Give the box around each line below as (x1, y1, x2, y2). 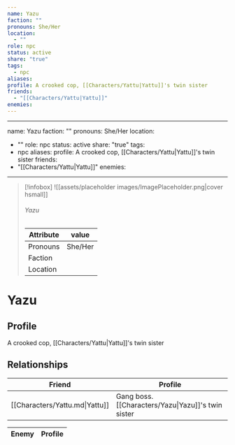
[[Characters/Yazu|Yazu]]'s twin (115, 400, 222, 409)
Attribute (29, 230, 59, 240)
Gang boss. (115, 391, 154, 401)
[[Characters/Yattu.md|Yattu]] (10, 400, 110, 409)
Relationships (7, 359, 69, 371)
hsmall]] (24, 190, 48, 198)
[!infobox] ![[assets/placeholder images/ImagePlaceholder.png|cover (24, 182, 224, 191)
